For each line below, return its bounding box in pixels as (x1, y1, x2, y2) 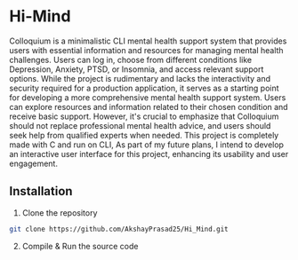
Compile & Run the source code (21, 240, 139, 251)
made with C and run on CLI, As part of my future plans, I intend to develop (9, 139, 285, 150)
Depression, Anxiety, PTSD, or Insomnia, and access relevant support (9, 64, 264, 75)
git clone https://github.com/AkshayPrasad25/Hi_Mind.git (9, 225, 229, 233)
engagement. (9, 158, 58, 169)
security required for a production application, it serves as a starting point (9, 83, 279, 93)
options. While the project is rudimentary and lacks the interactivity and (9, 73, 271, 83)
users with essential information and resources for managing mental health (9, 44, 284, 55)
